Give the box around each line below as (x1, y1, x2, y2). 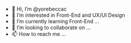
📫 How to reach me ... (11, 31, 66, 37)
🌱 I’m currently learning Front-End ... (11, 18, 99, 24)
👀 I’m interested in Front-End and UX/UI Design (11, 12, 125, 19)
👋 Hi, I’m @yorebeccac (11, 6, 67, 12)
